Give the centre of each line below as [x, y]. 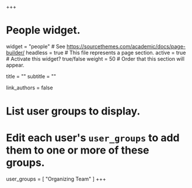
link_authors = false [30, 88]
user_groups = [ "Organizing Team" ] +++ [56, 179]
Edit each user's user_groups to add [93, 138]
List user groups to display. [73, 111]
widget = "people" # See [36, 46]
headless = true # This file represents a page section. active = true [106, 53]
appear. [15, 65]
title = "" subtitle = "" [31, 76]
